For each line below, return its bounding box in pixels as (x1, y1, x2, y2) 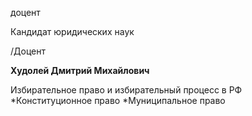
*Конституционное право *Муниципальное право (10, 95, 226, 106)
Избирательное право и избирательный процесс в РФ (10, 84, 243, 96)
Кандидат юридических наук (10, 26, 135, 37)
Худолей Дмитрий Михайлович (10, 65, 150, 76)
